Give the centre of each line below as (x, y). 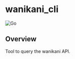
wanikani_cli (32, 9)
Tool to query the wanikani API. (38, 51)
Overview (21, 39)
